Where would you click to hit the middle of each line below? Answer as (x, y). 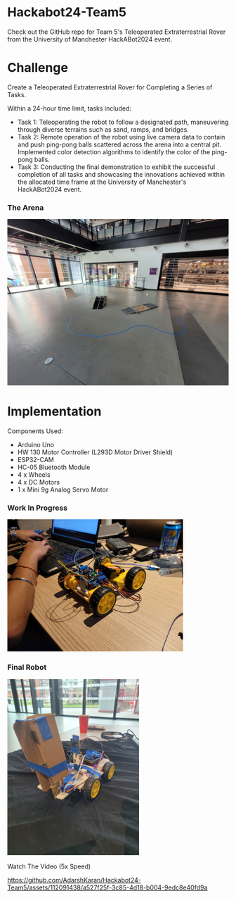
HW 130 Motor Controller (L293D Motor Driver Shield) (95, 452)
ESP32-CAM (36, 460)
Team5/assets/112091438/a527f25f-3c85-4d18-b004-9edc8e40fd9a (107, 887)
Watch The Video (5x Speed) (49, 866)
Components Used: (35, 431)
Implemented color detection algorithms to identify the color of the (114, 151)
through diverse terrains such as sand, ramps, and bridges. (103, 129)
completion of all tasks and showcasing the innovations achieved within (121, 174)
